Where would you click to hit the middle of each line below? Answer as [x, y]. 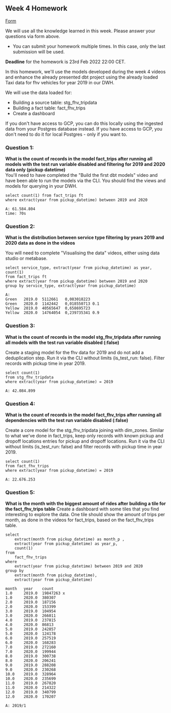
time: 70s [16, 214]
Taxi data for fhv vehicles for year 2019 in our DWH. [60, 82]
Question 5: [20, 492]
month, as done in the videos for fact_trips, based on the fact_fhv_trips [80, 520]
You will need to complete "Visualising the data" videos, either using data [82, 253]
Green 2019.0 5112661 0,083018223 [48, 299]
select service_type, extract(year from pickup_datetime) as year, [79, 268]
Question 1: [20, 148]
